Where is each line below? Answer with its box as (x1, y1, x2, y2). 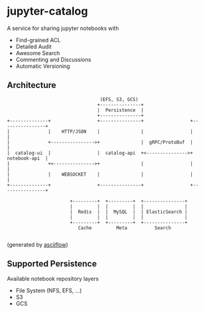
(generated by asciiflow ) (7, 240, 68, 248)
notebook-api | (7, 155, 48, 162)
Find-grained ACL (15, 36, 61, 43)
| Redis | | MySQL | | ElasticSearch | (70, 209, 188, 215)
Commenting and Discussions (15, 56, 92, 63)
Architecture (7, 80, 57, 91)
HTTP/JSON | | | (61, 128, 193, 135)
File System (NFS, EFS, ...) (15, 286, 82, 294)
